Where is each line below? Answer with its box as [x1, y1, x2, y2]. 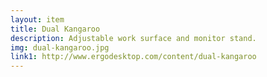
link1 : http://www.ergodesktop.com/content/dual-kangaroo [10, 52, 257, 62]
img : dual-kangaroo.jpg [10, 42, 110, 53]
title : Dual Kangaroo [10, 24, 101, 34]
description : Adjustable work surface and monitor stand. [10, 33, 257, 43]
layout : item [10, 14, 65, 25]
